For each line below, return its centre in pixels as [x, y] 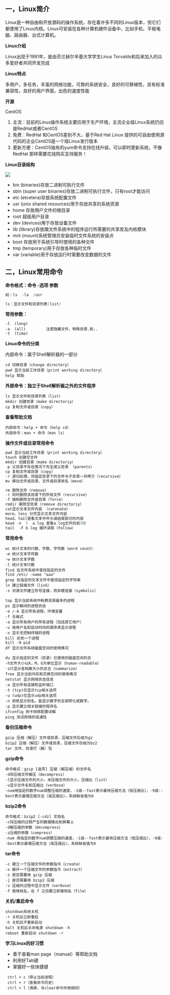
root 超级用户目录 [31, 216]
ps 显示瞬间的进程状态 [26, 606]
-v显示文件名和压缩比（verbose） [36, 785]
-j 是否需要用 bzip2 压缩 [30, 880]
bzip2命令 [16, 806]
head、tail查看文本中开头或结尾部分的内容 [45, 519]
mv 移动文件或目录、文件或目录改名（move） [45, 481]
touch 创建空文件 [22, 458]
